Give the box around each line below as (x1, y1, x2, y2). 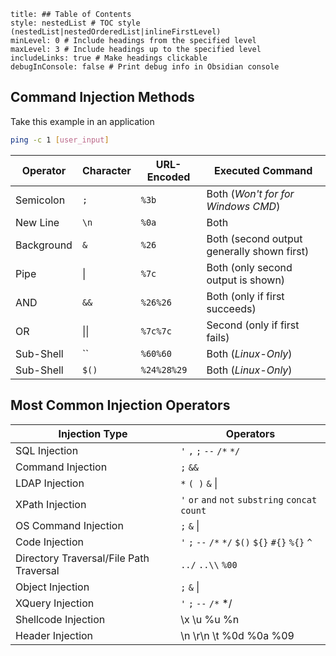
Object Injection (15, 580, 90, 594)
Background (15, 238, 73, 252)
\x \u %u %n (180, 612, 240, 626)
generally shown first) (206, 244, 310, 258)
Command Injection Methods (10, 89, 195, 106)
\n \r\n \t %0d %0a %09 (180, 628, 295, 642)
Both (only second (206, 260, 293, 274)
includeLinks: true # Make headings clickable (10, 53, 208, 63)
